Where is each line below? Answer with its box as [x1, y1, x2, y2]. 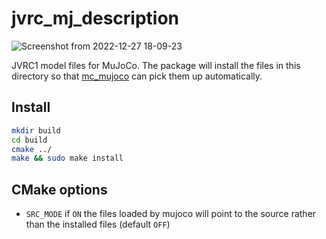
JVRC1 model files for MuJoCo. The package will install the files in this [11, 59, 301, 71]
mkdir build [11, 125, 61, 136]
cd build [11, 135, 48, 145]
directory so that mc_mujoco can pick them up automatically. [11, 70, 263, 82]
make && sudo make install [11, 153, 124, 164]
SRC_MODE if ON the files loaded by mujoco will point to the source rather [25, 208, 317, 220]
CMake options [11, 181, 108, 198]
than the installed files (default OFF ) [25, 218, 171, 231]
